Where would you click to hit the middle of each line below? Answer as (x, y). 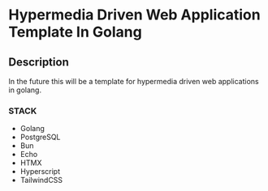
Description (39, 62)
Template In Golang (75, 32)
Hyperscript (40, 172)
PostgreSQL (40, 137)
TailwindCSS (41, 180)
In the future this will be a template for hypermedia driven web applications (134, 81)
